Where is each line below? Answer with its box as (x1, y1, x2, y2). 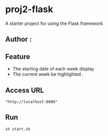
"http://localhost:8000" (5, 99, 58, 105)
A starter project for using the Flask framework (5, 20, 103, 26)
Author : (5, 35, 32, 44)
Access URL (5, 86, 44, 94)
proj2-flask (5, 4, 53, 15)
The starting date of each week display (12, 66, 95, 72)
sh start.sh (5, 126, 30, 131)
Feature (5, 52, 30, 61)
